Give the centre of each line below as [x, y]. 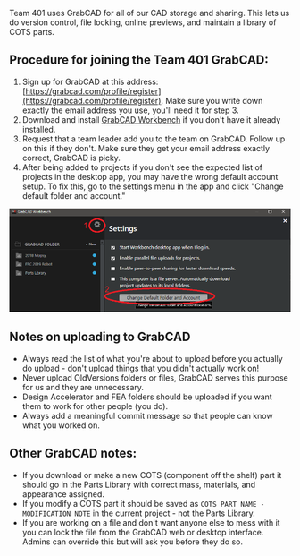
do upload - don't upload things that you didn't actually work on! [141, 368]
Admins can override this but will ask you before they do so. [133, 542]
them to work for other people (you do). [95, 406]
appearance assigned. [63, 494]
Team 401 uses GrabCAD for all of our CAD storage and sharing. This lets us [150, 13]
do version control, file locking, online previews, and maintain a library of [143, 22]
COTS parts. [32, 32]
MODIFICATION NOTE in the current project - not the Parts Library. [139, 513]
